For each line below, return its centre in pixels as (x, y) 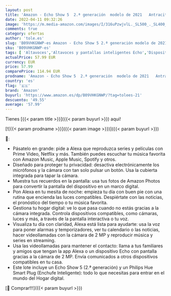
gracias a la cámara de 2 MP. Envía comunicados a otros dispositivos (85, 257)
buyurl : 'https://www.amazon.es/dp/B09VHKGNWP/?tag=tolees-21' (74, 95)
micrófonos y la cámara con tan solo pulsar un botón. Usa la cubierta (85, 170)
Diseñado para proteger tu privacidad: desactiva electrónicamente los (86, 165)
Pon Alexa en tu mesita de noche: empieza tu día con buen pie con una (87, 192)
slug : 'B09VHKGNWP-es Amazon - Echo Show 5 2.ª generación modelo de (81, 43)
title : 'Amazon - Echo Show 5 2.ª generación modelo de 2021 (74, 15)
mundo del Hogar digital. (38, 278)
